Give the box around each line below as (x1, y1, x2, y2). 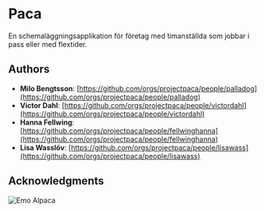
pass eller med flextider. (8, 39, 88, 48)
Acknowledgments (8, 174, 105, 188)
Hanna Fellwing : (19, 117, 75, 127)
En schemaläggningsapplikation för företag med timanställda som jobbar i (8, 31, 250, 41)
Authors (8, 63, 50, 76)
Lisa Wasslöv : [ (19, 142, 72, 152)
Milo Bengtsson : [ (19, 83, 80, 93)
